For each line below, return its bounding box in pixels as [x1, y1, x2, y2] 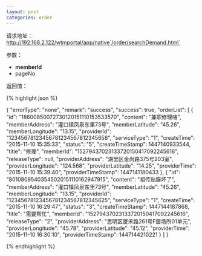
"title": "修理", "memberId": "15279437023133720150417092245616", [6, 148, 179, 155]
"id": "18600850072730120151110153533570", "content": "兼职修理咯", [6, 113, 181, 120]
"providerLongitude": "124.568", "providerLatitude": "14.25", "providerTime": [6, 162, 197, 169]
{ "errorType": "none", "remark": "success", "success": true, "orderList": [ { [6, 106, 194, 113]
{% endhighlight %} [6, 243, 56, 250]
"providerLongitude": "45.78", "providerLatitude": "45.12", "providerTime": [6, 225, 190, 232]
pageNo [15, 70, 36, 77]
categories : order [6, 15, 53, 21]
